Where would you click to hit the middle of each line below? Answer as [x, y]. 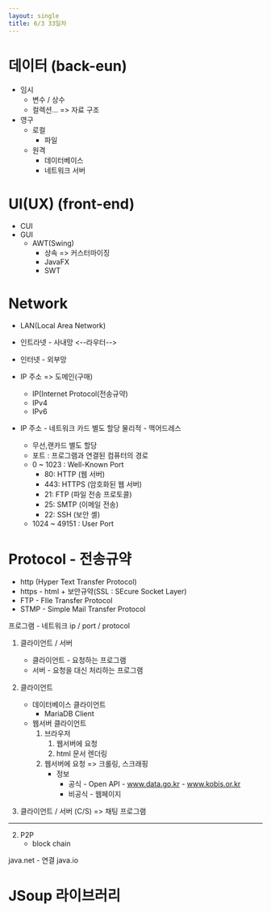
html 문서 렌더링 [81, 754]
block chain [51, 844]
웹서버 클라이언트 [59, 724]
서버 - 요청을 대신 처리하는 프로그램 [88, 670]
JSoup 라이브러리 [65, 896]
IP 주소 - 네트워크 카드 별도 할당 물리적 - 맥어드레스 [100, 429]
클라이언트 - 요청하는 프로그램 [79, 661]
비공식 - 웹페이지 [95, 794]
